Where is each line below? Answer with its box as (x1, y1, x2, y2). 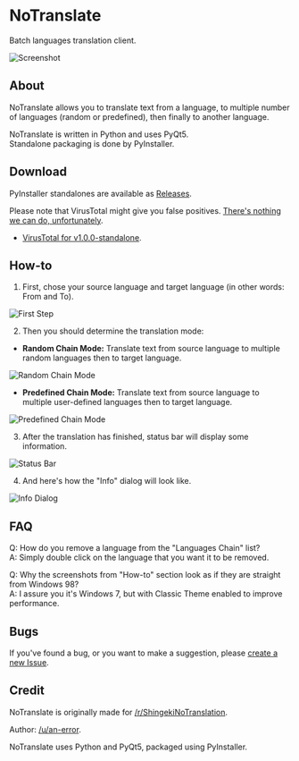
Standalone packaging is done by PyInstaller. (9, 138, 175, 148)
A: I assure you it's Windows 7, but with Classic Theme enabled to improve (9, 588, 283, 599)
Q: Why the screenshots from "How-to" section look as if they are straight (9, 570, 281, 580)
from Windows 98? (9, 579, 79, 590)
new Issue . (9, 657, 49, 667)
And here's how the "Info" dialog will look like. (21, 476, 192, 486)
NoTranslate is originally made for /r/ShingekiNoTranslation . (9, 706, 228, 717)
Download (9, 165, 67, 180)
